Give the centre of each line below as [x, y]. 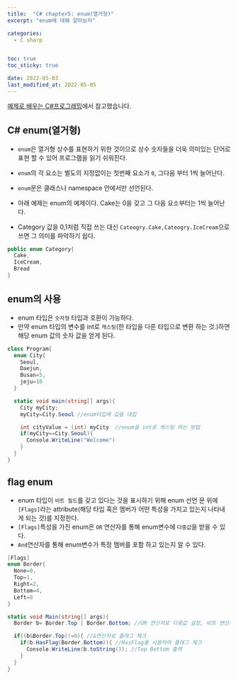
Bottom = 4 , [28, 590]
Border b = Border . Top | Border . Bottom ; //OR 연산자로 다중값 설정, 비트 [115, 623]
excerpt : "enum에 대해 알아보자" [51, 21]
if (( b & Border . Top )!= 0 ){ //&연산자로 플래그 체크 [80, 636]
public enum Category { [41, 249]
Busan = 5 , [33, 375]
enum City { [30, 355]
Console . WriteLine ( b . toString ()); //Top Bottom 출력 [104, 649]
